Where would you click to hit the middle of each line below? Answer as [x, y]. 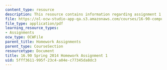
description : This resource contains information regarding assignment [81, 14]
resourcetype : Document [30, 51]
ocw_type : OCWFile [24, 37]
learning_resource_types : [32, 28]
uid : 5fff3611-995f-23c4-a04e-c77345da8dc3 [51, 60]
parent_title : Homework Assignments [43, 42]
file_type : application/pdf [34, 23]
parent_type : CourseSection [34, 46]
